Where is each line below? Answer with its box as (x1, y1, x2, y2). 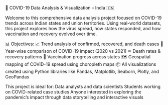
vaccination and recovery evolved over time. (5, 31, 97, 37)
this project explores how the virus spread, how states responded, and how (5, 26, 161, 31)
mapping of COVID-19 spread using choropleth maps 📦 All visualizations (5, 61, 156, 67)
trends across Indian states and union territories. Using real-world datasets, (5, 20, 161, 26)
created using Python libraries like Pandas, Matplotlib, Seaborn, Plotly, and (5, 68, 159, 74)
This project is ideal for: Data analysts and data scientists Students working (5, 83, 161, 89)
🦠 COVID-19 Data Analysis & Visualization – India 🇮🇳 (5, 5, 114, 11)
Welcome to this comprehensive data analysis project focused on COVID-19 (5, 15, 162, 21)
